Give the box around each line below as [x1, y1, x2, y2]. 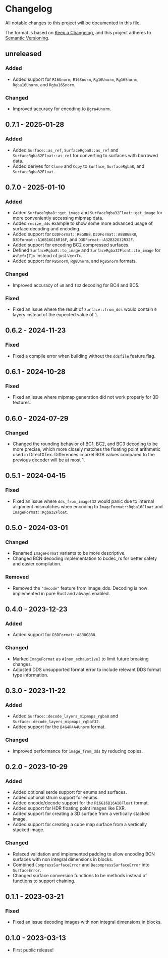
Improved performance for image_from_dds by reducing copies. [12, 748, 143, 754]
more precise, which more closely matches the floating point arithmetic [12, 446, 161, 452]
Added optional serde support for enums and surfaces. [12, 789, 127, 795]
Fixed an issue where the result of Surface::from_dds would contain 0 [12, 306, 157, 312]
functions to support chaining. [12, 878, 76, 884]
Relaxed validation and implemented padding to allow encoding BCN [12, 851, 155, 857]
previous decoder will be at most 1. [12, 457, 85, 463]
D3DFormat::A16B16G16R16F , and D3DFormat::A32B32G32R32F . [12, 236, 135, 243]
